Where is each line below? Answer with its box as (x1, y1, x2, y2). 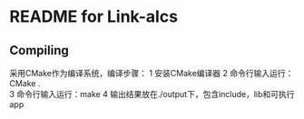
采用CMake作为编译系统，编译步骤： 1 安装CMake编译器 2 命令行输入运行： (9, 68, 294, 78)
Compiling (9, 43, 70, 58)
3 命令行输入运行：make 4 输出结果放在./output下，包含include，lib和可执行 (9, 89, 295, 99)
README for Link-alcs (9, 6, 179, 27)
